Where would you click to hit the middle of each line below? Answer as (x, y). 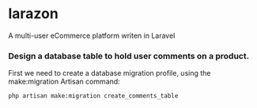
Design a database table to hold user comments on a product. (129, 56)
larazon (34, 14)
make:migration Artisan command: (64, 82)
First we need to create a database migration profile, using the (110, 73)
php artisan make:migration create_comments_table (93, 96)
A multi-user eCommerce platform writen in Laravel (92, 35)
